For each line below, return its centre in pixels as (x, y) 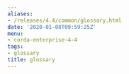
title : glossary (31, 60)
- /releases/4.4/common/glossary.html (64, 20)
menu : (15, 33)
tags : (15, 47)
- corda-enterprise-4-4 (43, 40)
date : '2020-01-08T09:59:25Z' (52, 27)
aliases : (20, 14)
